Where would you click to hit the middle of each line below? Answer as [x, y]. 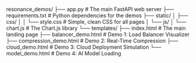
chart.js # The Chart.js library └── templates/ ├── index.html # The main [96, 28]
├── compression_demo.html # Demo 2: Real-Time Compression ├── [92, 41]
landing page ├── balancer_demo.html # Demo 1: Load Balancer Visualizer [98, 34]
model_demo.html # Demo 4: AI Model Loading [64, 53]
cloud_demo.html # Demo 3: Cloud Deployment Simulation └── [84, 47]
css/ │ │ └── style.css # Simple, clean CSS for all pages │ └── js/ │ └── [96, 22]
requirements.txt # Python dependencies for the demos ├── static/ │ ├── [97, 15]
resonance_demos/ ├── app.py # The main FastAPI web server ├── [90, 9]
